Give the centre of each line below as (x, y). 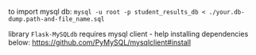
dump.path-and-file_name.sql (56, 19)
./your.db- (227, 12)
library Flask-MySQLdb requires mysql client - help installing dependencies (128, 34)
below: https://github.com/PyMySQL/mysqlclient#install (100, 42)
